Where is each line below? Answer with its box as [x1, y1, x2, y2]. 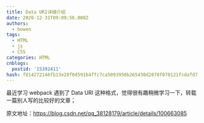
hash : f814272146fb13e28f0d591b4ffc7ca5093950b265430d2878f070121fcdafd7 [6, 72, 199, 78]
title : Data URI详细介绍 [6, 9, 66, 15]
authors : [6, 20, 29, 26]
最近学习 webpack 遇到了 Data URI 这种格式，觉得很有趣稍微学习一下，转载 [6, 89, 197, 97]
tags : [6, 32, 20, 38]
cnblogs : [6, 60, 29, 66]
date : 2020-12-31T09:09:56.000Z [6, 15, 89, 21]
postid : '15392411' [12, 65, 62, 72]
